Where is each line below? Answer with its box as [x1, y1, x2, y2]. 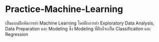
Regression [5, 31, 28, 37]
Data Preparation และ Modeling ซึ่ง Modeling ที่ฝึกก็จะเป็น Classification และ [5, 25, 151, 31]
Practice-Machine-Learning [5, 3, 123, 15]
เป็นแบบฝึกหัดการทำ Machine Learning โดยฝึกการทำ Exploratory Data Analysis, [5, 20, 155, 26]
